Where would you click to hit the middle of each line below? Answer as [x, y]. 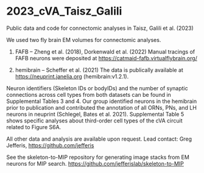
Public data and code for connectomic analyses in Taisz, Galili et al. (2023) [100, 28]
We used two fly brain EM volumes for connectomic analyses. [84, 40]
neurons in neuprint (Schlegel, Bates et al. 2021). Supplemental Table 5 [95, 114]
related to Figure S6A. [34, 127]
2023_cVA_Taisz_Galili [64, 11]
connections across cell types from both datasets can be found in [89, 94]
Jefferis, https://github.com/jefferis [50, 145]
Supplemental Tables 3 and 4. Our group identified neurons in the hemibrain [101, 101]
